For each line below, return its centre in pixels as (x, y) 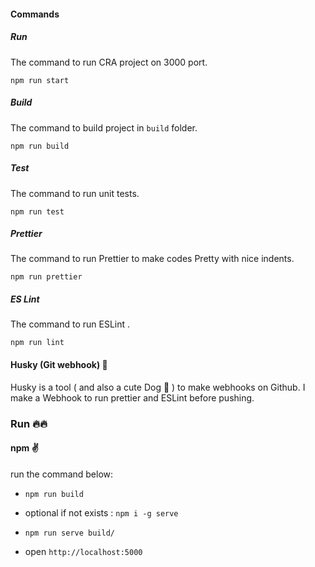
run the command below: (62, 474)
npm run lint (37, 343)
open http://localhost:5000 (83, 551)
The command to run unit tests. (75, 193)
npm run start (40, 80)
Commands (35, 14)
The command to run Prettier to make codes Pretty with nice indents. (152, 259)
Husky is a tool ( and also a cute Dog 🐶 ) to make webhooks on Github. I (158, 387)
